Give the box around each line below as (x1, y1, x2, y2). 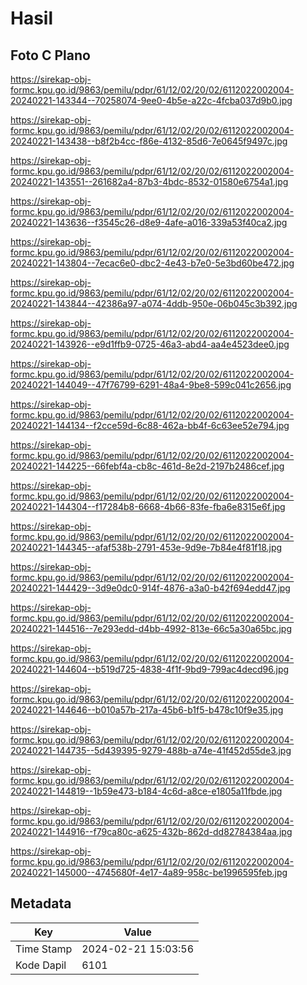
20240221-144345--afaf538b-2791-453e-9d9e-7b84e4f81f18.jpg (10, 542, 283, 553)
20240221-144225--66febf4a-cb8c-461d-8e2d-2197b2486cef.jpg (10, 460, 285, 472)
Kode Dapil (15, 958, 67, 972)
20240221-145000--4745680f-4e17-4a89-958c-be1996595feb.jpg (10, 867, 288, 878)
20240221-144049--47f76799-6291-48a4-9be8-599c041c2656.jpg (10, 379, 292, 391)
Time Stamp (15, 942, 73, 956)
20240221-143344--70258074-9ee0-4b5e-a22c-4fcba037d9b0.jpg (10, 95, 293, 106)
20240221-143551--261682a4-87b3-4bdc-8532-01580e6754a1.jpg (10, 176, 289, 187)
